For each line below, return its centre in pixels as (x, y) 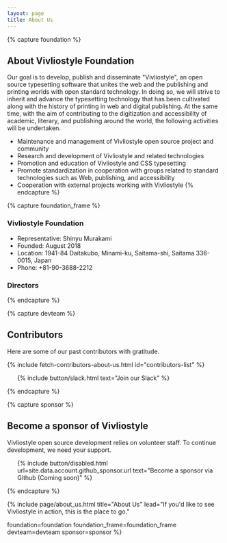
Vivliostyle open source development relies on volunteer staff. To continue (112, 442)
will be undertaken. (34, 128)
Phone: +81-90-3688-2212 (55, 267)
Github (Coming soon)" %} (55, 477)
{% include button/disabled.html (62, 463)
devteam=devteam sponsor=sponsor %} (65, 532)
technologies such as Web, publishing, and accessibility (96, 178)
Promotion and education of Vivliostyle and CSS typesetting (102, 163)
